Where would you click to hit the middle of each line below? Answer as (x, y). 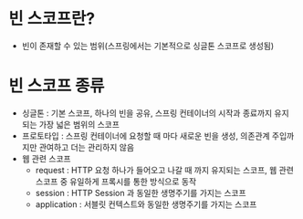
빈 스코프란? (52, 19)
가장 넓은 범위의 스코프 (79, 124)
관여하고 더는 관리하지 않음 (86, 147)
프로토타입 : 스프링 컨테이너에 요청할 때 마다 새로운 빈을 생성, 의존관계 (146, 136)
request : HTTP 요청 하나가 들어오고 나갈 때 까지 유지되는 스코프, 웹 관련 (164, 170)
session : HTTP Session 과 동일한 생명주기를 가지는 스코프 (141, 193)
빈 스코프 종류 (57, 86)
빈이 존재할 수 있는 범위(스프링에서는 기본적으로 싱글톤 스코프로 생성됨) (148, 46)
